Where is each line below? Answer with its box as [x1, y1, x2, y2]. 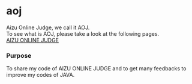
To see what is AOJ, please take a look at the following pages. [6, 30, 160, 37]
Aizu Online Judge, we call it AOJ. [6, 24, 90, 31]
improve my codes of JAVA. [6, 71, 75, 79]
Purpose [6, 51, 32, 60]
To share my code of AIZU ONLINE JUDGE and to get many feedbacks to [6, 65, 187, 72]
